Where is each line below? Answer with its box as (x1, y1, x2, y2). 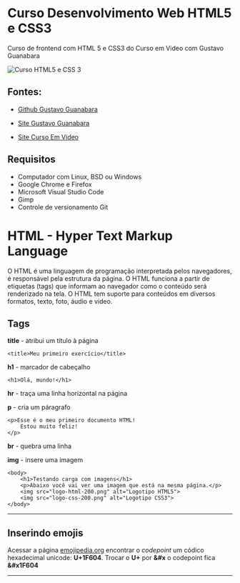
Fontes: (7, 86, 42, 98)
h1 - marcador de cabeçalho (7, 363, 91, 372)
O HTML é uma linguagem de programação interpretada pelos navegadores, (7, 266, 232, 275)
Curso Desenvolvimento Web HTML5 (7, 5, 232, 21)
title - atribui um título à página (7, 337, 99, 345)
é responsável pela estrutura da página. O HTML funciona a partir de (7, 274, 210, 283)
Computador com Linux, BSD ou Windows (17, 172, 142, 181)
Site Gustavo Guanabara (17, 119, 90, 127)
